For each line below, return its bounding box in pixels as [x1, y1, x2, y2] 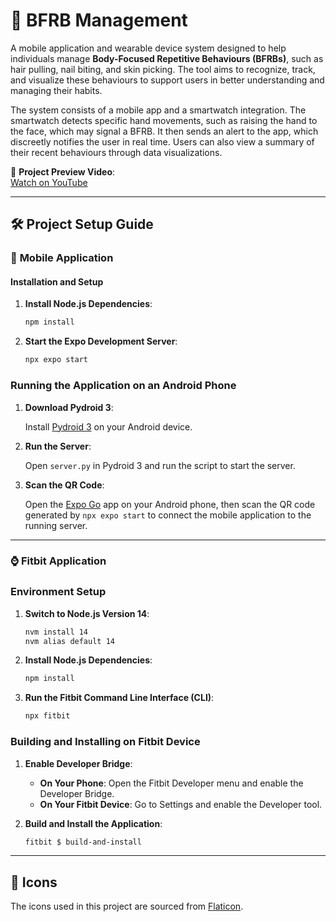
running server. [24, 519, 88, 531]
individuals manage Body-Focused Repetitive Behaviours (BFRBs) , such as [10, 52, 324, 64]
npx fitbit [24, 711, 71, 721]
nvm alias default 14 [24, 636, 115, 646]
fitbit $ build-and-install [24, 837, 142, 847]
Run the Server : [24, 440, 92, 452]
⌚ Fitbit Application [10, 554, 107, 568]
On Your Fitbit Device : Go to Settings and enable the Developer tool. [39, 798, 323, 810]
